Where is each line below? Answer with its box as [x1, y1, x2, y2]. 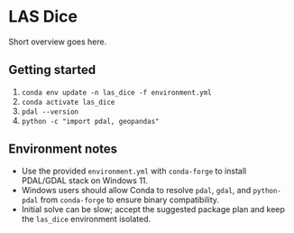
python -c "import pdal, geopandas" [21, 116, 160, 126]
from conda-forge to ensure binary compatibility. [40, 194, 220, 205]
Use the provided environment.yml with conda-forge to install [21, 165, 247, 176]
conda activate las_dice [21, 98, 115, 107]
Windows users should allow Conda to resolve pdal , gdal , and [21, 184, 252, 195]
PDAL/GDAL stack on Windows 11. [21, 174, 149, 186]
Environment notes [8, 142, 118, 157]
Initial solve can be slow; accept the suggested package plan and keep [21, 203, 286, 214]
